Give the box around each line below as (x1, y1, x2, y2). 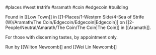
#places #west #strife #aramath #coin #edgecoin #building (5, 4, 128, 10)
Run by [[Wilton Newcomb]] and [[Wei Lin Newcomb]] (5, 44, 117, 49)
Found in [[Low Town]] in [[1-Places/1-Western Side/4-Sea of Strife (5, 14, 144, 19)
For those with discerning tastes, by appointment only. (5, 34, 118, 40)
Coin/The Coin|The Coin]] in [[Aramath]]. (66, 24, 151, 30)
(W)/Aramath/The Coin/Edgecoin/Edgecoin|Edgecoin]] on (5, 19, 125, 25)
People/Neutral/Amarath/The (5, 24, 65, 30)
